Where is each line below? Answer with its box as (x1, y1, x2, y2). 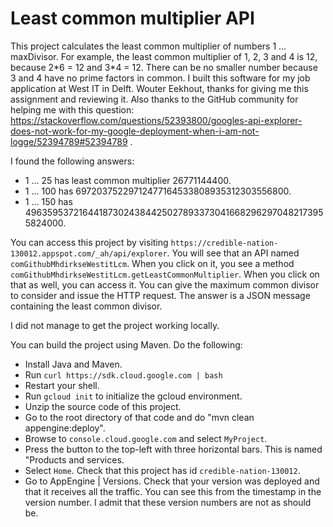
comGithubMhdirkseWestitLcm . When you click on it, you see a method (10, 257, 295, 269)
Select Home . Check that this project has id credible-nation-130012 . (24, 464, 301, 476)
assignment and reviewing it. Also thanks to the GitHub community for (10, 93, 299, 105)
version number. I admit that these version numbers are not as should (24, 496, 312, 508)
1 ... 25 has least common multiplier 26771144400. (24, 174, 232, 186)
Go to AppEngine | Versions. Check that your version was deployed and (24, 475, 320, 487)
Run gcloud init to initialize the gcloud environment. (24, 390, 243, 402)
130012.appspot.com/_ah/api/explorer (10, 248, 168, 259)
